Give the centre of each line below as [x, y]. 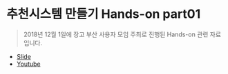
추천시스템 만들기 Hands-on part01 [104, 14]
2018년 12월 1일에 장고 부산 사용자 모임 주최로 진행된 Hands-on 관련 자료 [122, 34]
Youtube [28, 64]
